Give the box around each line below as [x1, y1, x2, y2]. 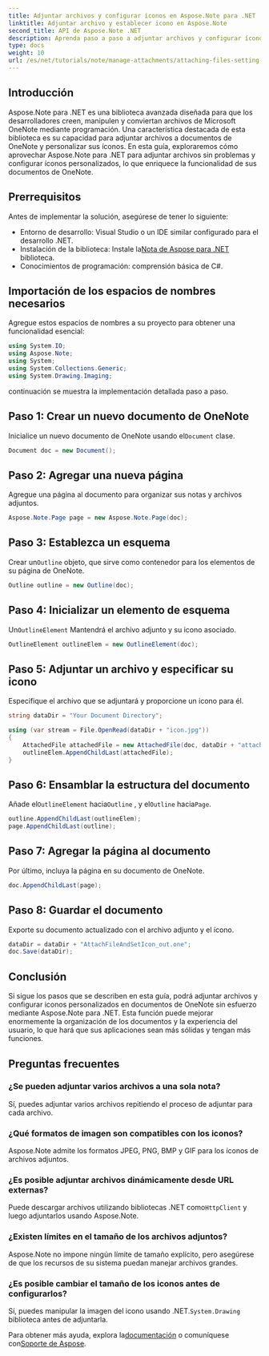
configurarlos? [8, 1288, 68, 1299]
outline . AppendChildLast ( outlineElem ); [8, 815, 142, 823]
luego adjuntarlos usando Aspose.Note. [8, 1211, 139, 1221]
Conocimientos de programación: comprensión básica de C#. [19, 261, 223, 271]
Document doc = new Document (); [8, 446, 116, 454]
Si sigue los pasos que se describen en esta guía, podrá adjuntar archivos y [8, 991, 259, 1001]
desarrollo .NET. [19, 236, 74, 245]
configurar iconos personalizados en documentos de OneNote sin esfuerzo [8, 999, 257, 1010]
